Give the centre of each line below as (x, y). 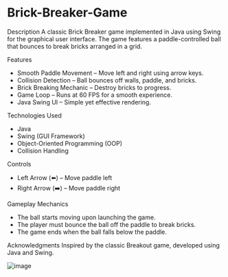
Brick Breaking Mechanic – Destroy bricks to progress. (94, 87)
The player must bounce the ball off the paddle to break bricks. (106, 224)
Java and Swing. (31, 252)
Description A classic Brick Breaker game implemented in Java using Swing (114, 32)
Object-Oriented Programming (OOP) (69, 143)
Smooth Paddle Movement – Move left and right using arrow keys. (110, 73)
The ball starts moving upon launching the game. (86, 217)
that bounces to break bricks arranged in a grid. (75, 46)
